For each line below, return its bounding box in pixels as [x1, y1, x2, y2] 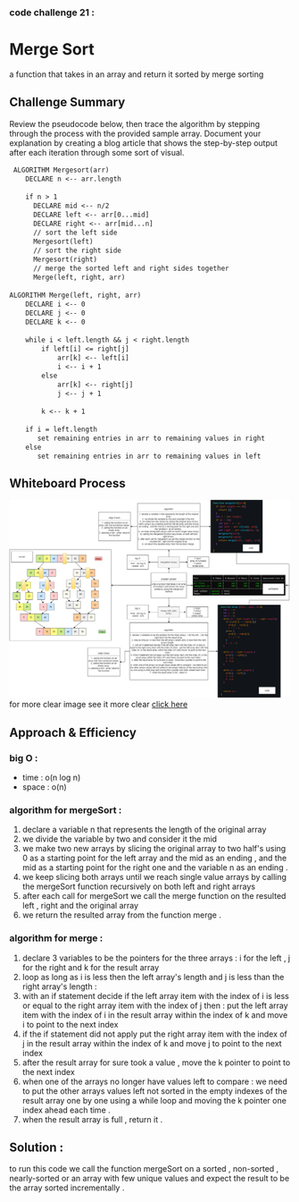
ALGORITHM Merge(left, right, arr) [9, 291, 142, 300]
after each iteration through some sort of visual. [9, 147, 185, 157]
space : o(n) [21, 782, 67, 792]
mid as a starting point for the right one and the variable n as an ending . [21, 862, 288, 873]
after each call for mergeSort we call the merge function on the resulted [21, 891, 287, 901]
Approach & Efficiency [9, 724, 137, 740]
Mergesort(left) [32, 237, 94, 246]
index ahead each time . [21, 1105, 112, 1115]
